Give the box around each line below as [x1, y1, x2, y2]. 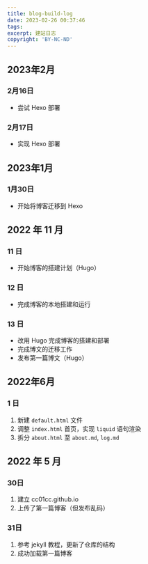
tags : [7, 23, 23, 30]
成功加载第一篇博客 [17, 549, 73, 557]
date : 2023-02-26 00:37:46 [7, 17, 85, 24]
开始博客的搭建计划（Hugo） [17, 264, 101, 272]
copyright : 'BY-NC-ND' [7, 36, 73, 43]
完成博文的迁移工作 [17, 345, 73, 354]
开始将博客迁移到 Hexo [17, 201, 83, 210]
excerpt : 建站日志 [7, 29, 57, 37]
